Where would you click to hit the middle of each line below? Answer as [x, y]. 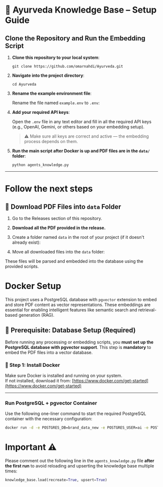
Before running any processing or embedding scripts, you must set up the [79, 342]
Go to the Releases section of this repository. [57, 218]
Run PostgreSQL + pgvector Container [51, 403]
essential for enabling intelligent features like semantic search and [71, 310]
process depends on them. [51, 141]
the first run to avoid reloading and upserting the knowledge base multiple [80, 466]
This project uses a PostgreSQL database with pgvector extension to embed [81, 299]
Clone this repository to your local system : [56, 57]
